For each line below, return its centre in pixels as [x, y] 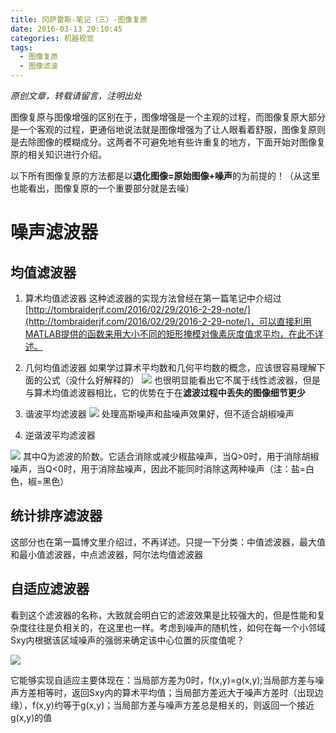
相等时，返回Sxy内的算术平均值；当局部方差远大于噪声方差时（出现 [175, 692]
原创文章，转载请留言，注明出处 [76, 95]
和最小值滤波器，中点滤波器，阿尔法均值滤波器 [106, 554]
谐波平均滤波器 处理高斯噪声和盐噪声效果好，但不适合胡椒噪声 [159, 414]
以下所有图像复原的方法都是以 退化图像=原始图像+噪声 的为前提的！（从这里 [165, 175]
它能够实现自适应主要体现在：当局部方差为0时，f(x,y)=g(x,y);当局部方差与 [163, 680]
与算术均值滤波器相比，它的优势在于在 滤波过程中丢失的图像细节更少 [165, 392]
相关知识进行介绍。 [67, 154]
